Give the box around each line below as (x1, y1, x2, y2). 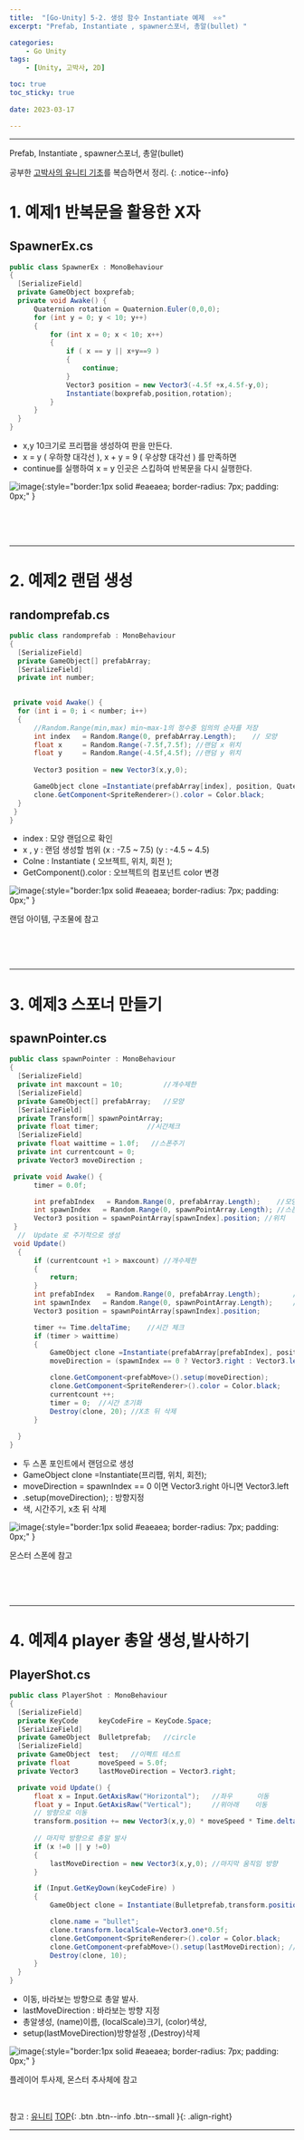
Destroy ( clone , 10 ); (49, 1950, 128, 1960)
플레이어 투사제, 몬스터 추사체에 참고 (9, 2074, 138, 2085)
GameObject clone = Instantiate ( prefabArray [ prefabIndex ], (49, 1348, 273, 1357)
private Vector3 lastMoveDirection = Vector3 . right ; (17, 1766, 237, 1775)
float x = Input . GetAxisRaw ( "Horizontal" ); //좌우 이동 (33, 1792, 270, 1801)
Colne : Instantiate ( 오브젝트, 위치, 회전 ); (22, 856, 174, 867)
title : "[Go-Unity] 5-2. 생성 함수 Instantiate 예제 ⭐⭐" (9, 13, 227, 23)
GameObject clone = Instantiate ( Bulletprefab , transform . (49, 1901, 270, 1910)
